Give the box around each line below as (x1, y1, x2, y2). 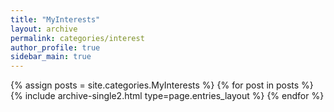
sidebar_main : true (10, 52, 92, 62)
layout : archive (10, 24, 78, 34)
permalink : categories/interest (10, 33, 145, 43)
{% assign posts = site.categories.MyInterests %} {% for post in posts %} (10, 79, 314, 91)
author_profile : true (10, 42, 101, 53)
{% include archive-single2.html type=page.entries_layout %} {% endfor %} (10, 90, 325, 102)
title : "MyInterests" (10, 14, 101, 25)
